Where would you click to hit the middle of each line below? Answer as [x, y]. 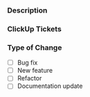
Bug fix [27, 63]
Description [27, 10]
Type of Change [35, 47]
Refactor [29, 78]
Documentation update [50, 86]
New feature [35, 71]
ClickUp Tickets [35, 28]
